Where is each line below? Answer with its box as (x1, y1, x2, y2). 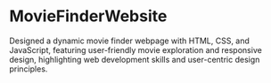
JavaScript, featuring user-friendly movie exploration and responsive (9, 44, 263, 55)
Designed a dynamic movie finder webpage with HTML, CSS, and (9, 35, 250, 46)
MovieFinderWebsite (9, 6, 168, 26)
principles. (9, 64, 48, 74)
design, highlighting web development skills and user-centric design (9, 54, 260, 64)
